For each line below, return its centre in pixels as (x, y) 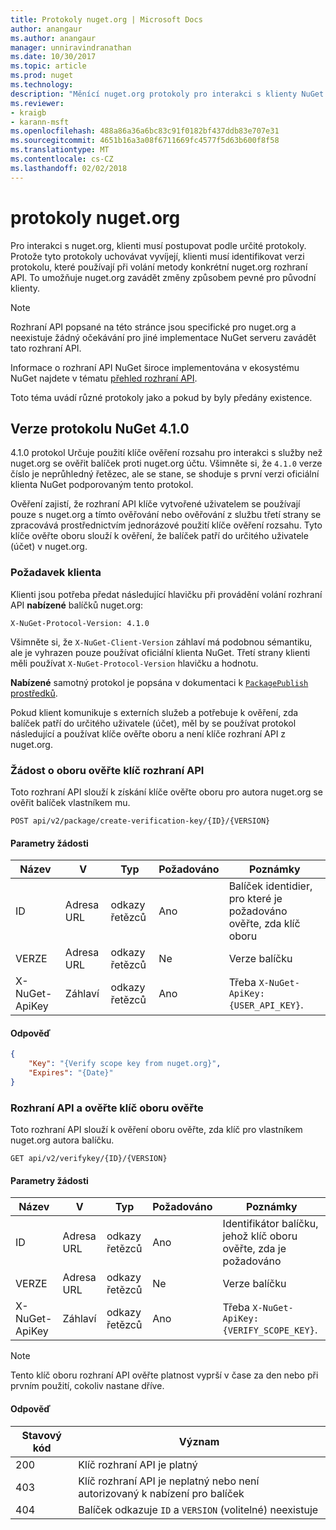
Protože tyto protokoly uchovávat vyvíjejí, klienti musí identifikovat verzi (157, 256)
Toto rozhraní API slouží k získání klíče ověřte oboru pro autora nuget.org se (166, 792)
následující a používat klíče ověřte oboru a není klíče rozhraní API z (148, 733)
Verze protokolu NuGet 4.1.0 (100, 428)
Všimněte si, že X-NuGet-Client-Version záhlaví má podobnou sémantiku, (161, 642)
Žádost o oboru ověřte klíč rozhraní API (107, 770)
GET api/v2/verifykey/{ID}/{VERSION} (89, 1159)
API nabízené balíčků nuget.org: (77, 605)
